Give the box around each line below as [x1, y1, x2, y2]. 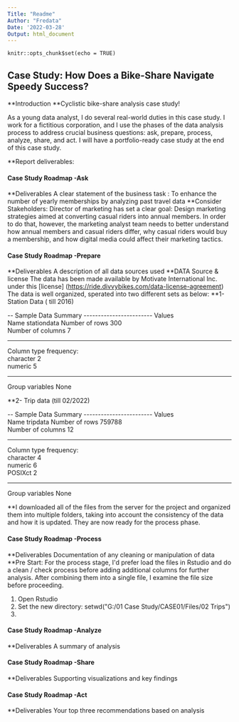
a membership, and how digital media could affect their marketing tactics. [7, 235, 223, 243]
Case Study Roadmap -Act [7, 690, 87, 699]
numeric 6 [7, 461, 38, 469]
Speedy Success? [7, 80, 89, 93]
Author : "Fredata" [7, 17, 62, 24]
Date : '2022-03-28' [7, 24, 65, 31]
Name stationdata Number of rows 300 [7, 319, 122, 327]
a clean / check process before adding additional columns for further [7, 565, 210, 574]
